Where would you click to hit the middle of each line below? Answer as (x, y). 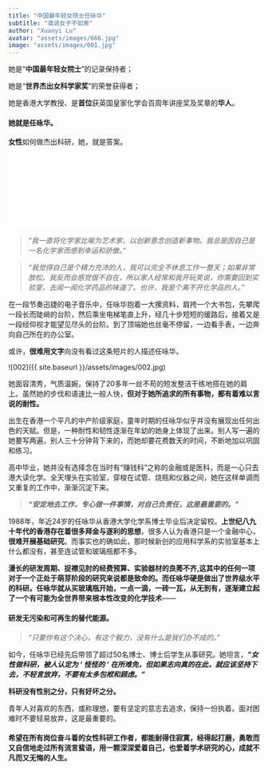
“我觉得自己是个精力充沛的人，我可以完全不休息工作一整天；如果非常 (141, 267)
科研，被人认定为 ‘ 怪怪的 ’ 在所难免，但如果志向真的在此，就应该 (129, 664)
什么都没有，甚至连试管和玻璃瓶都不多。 (75, 551)
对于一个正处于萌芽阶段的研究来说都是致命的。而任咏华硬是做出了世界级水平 (134, 578)
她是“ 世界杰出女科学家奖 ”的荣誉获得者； (75, 86)
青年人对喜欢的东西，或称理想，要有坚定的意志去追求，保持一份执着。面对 (130, 708)
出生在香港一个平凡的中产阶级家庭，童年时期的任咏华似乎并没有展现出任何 (130, 421)
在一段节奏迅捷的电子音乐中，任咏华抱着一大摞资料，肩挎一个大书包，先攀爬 (134, 305)
